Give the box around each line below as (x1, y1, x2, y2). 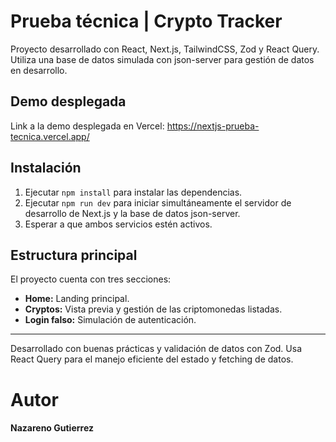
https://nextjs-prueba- (166, 120, 260, 132)
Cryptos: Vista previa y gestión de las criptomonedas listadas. (24, 303, 283, 315)
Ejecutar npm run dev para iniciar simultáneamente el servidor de (24, 196, 292, 209)
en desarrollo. (10, 64, 68, 76)
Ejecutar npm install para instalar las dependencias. (24, 186, 243, 198)
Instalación (10, 160, 82, 177)
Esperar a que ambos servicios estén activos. (24, 218, 213, 230)
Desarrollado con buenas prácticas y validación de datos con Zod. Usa (10, 343, 303, 355)
